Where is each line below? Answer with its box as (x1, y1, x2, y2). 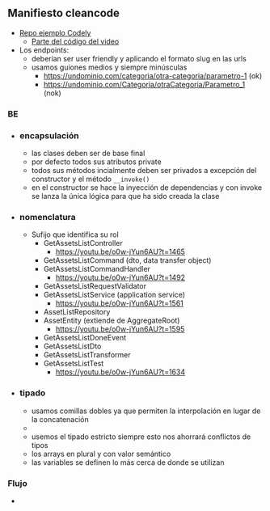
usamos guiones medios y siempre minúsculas (31, 62, 188, 72)
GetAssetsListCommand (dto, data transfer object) (43, 255, 212, 265)
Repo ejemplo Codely (19, 27, 91, 37)
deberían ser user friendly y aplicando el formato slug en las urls (31, 53, 247, 63)
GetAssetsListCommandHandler (43, 264, 151, 274)
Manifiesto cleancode (7, 6, 120, 20)
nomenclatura (19, 211, 76, 222)
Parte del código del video (31, 36, 120, 46)
